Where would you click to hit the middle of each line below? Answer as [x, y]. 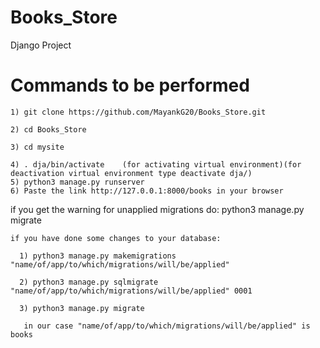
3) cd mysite [37, 147]
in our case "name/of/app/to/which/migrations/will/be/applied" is [167, 326]
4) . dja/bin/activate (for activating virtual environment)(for [156, 164]
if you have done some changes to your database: [116, 238]
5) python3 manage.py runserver [77, 182]
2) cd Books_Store [48, 129]
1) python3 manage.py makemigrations [98, 256]
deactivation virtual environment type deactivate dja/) [131, 173]
